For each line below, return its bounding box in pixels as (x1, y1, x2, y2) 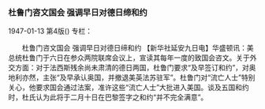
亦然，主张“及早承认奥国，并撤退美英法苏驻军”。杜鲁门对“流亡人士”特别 (21, 73, 256, 82)
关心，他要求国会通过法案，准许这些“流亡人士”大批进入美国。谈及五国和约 (8, 83, 250, 92)
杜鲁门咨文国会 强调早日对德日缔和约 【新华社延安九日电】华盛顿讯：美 (21, 43, 254, 53)
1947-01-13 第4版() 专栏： (8, 26, 93, 36)
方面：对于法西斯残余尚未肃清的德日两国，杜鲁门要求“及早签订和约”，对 (14, 63, 250, 73)
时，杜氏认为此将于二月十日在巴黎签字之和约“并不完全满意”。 (8, 92, 208, 102)
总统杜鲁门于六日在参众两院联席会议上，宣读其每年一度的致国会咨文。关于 (8, 53, 250, 62)
